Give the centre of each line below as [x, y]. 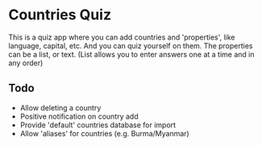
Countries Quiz [60, 15]
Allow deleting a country [60, 107]
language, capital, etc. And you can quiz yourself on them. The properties [131, 45]
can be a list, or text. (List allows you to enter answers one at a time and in [131, 54]
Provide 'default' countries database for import [98, 125]
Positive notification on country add [79, 116]
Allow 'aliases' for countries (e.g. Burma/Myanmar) [104, 133]
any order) [26, 63]
